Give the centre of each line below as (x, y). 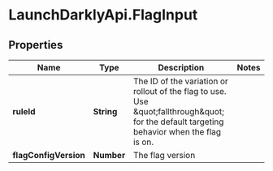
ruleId (24, 111)
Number (109, 155)
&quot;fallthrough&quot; (179, 111)
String (105, 111)
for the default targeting (178, 122)
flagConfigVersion (49, 155)
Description (181, 68)
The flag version (164, 155)
